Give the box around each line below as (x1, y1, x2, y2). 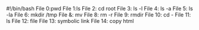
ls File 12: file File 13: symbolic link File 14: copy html (6, 18, 134, 24)
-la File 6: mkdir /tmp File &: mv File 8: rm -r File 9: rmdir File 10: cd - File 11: (6, 11, 191, 18)
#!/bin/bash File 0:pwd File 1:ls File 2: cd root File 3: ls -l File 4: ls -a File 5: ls (6, 5, 194, 12)
